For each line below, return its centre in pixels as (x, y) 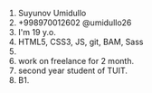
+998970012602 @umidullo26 (75, 23)
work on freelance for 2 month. (76, 61)
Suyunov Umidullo (52, 13)
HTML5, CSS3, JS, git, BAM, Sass (81, 42)
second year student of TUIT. (73, 70)
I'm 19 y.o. (37, 32)
